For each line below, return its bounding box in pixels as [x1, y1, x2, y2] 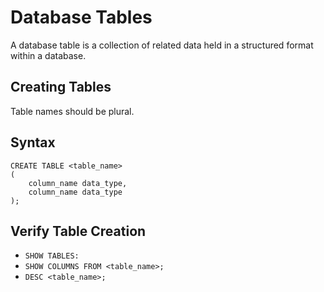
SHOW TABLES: [24, 251, 80, 261]
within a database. [10, 49, 87, 61]
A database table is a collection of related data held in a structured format [10, 39, 314, 51]
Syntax [10, 134, 56, 151]
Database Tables [10, 6, 153, 29]
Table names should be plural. [10, 105, 135, 117]
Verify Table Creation [10, 222, 147, 240]
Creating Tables [10, 79, 112, 96]
